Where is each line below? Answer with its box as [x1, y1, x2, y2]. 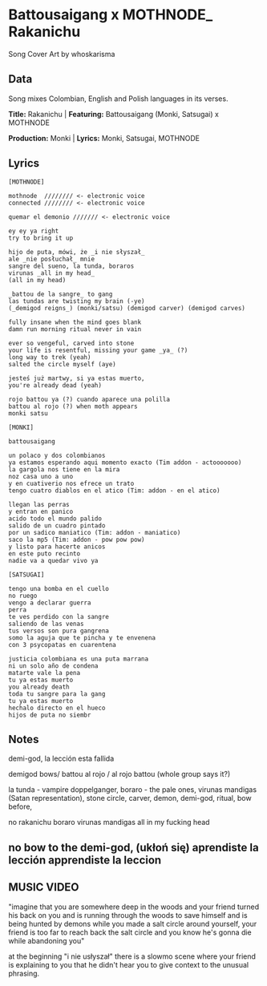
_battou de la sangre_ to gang [8, 290, 113, 298]
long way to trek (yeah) [8, 353, 91, 362]
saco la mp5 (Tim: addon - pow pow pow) [8, 535, 146, 544]
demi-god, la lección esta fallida [8, 754, 115, 763]
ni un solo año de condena [8, 661, 99, 670]
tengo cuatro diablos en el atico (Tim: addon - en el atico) [8, 487, 220, 495]
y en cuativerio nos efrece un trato [8, 479, 135, 487]
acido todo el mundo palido [8, 515, 103, 523]
